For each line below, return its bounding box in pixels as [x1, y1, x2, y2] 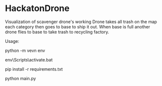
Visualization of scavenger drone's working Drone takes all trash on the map [5, 19, 157, 25]
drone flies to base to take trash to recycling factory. [5, 29, 110, 35]
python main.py [5, 75, 36, 81]
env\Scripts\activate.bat [5, 57, 53, 62]
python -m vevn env [5, 48, 45, 53]
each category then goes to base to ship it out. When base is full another [5, 24, 150, 29]
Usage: [5, 38, 19, 44]
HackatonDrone [5, 3, 70, 14]
